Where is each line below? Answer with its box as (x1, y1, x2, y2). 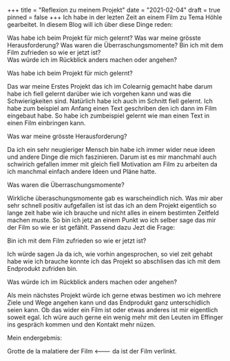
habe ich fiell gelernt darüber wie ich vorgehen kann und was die (7, 89, 191, 98)
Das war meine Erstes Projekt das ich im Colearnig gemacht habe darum (7, 83, 213, 90)
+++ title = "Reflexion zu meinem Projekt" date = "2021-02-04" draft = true (7, 6, 220, 14)
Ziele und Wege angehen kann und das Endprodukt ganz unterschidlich (7, 298, 211, 307)
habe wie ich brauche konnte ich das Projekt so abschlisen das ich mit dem (7, 257, 220, 265)
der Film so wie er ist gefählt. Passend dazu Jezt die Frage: (7, 223, 176, 231)
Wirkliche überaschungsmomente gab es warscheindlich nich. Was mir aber (7, 194, 223, 202)
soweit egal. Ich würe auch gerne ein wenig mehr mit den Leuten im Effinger (7, 313, 224, 321)
